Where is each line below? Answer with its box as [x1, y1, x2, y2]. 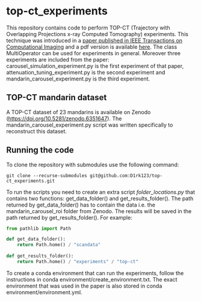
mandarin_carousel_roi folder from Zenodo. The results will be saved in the [6, 207, 192, 214]
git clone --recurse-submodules [6, 172, 87, 178]
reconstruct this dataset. [6, 127, 67, 134]
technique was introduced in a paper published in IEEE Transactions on [6, 37, 182, 44]
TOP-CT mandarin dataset [6, 92, 107, 103]
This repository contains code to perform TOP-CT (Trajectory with [6, 24, 170, 31]
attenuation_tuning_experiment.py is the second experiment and [6, 68, 165, 76]
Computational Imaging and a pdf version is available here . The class [6, 43, 178, 50]
